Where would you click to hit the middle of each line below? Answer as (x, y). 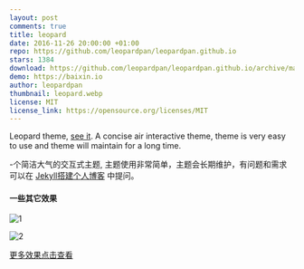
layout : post (34, 18)
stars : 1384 (32, 60)
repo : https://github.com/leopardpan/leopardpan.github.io (123, 52)
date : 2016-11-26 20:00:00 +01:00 (75, 43)
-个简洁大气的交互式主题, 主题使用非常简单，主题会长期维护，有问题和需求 (148, 165)
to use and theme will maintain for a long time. (95, 146)
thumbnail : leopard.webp (56, 93)
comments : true (38, 26)
